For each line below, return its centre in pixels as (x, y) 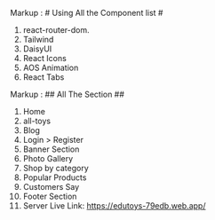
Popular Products (55, 177)
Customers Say (51, 187)
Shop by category (56, 168)
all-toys (37, 121)
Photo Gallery (48, 158)
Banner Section (51, 149)
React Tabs (44, 77)
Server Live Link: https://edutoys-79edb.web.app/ (114, 206)
